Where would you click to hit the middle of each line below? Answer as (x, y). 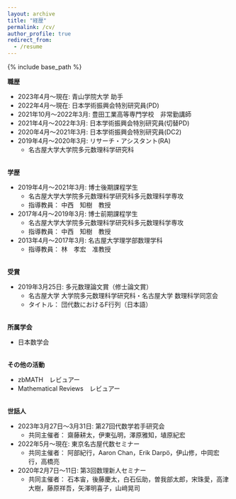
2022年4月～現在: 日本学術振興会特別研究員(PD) (88, 105)
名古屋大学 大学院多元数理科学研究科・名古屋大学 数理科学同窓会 (123, 296)
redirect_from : (30, 40)
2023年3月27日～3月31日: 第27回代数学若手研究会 (91, 426)
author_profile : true (39, 34)
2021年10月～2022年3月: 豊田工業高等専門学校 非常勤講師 (104, 114)
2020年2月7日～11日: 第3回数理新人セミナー (82, 470)
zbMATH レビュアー (49, 380)
